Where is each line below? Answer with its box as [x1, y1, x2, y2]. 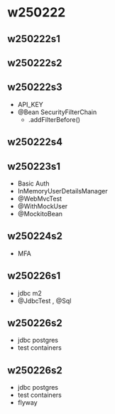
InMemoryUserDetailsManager [17, 186, 108, 195]
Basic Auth [17, 179, 50, 188]
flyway [17, 398, 38, 407]
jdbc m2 [17, 288, 43, 297]
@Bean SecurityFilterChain [17, 108, 97, 116]
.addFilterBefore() [28, 115, 80, 123]
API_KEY [17, 100, 44, 108]
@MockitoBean [17, 209, 62, 218]
